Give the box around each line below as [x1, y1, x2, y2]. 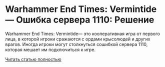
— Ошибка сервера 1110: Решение [5, 14, 154, 25]
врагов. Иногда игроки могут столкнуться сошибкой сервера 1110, [5, 41, 148, 47]
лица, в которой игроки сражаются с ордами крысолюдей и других [5, 36, 150, 42]
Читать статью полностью [5, 56, 61, 62]
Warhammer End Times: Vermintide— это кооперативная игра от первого [5, 30, 160, 36]
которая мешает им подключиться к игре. [5, 46, 96, 52]
